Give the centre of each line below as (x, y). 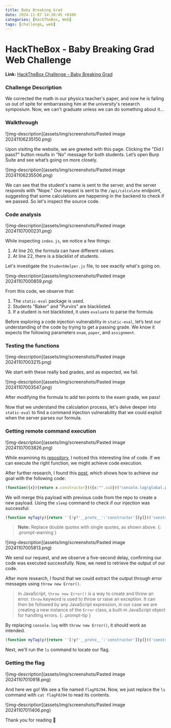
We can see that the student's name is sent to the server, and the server (81, 185)
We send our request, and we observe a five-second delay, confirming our (83, 558)
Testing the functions (32, 346)
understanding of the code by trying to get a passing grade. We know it (80, 327)
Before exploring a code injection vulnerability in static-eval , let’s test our (83, 322)
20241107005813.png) (28, 548)
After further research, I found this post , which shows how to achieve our (82, 473)
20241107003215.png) (28, 362)
